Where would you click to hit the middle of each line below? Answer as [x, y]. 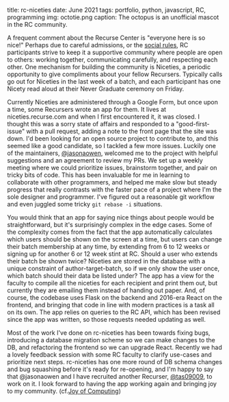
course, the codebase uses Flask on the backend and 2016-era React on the [114, 297]
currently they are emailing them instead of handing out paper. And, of [106, 290]
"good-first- [193, 124]
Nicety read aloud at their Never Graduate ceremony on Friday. [96, 89]
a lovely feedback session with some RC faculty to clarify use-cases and [109, 355]
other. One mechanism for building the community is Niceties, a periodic [109, 67]
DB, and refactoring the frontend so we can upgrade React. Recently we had [114, 347]
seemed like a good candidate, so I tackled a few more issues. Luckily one [112, 146]
